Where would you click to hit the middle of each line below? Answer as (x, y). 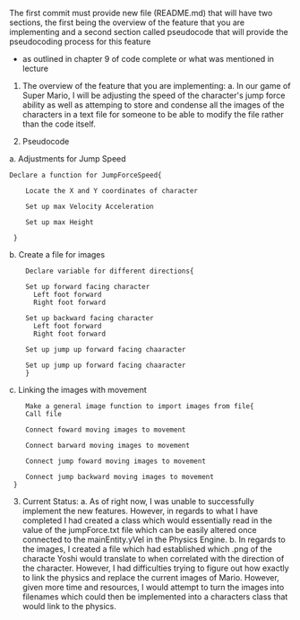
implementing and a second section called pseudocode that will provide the (149, 32)
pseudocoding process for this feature (80, 41)
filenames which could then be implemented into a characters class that (155, 597)
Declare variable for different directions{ (110, 271)
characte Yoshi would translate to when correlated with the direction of (153, 559)
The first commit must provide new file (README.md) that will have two (141, 13)
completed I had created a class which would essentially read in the (147, 520)
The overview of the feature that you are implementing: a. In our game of (156, 86)
